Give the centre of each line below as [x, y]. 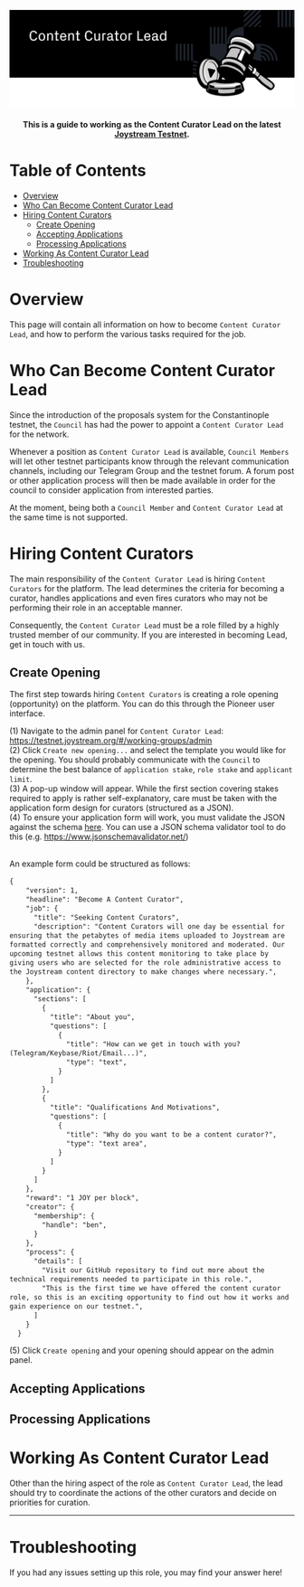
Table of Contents [78, 170]
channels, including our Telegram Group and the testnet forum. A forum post [152, 470]
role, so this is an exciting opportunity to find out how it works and [149, 1298]
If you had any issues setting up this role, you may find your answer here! [146, 1573]
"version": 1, [52, 891]
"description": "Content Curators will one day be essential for [159, 927]
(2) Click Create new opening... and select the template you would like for [148, 751]
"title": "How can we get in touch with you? [154, 1044]
